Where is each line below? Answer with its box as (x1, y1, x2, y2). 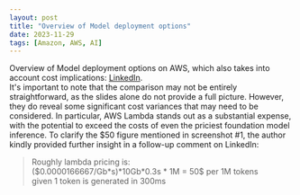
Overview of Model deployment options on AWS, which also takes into (9, 63, 270, 74)
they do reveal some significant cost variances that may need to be (9, 101, 259, 112)
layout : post (9, 13, 59, 22)
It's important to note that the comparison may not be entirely (9, 82, 238, 93)
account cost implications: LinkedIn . (9, 73, 143, 84)
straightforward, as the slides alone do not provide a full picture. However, (9, 92, 284, 102)
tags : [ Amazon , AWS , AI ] (9, 38, 103, 48)
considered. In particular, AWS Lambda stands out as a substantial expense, (9, 111, 292, 121)
